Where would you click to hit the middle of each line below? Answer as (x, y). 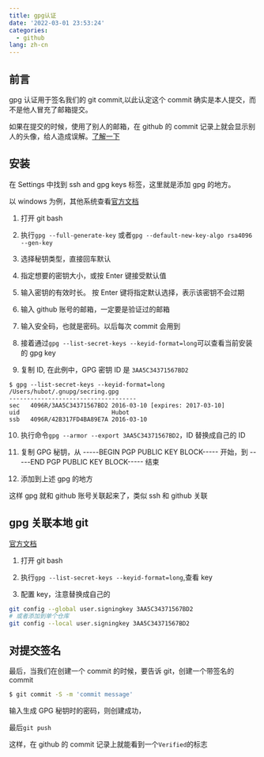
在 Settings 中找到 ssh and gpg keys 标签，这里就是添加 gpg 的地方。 (122, 184)
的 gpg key (38, 353)
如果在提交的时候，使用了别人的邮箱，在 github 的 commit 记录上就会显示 (129, 126)
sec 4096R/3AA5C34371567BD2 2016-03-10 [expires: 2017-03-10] (117, 405)
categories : (28, 30)
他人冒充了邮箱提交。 (57, 109)
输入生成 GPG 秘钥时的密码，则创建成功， (77, 710)
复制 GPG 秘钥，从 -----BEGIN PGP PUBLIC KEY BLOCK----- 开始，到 (134, 452)
